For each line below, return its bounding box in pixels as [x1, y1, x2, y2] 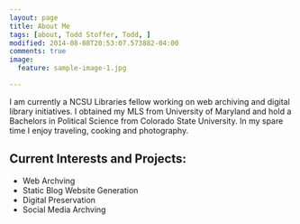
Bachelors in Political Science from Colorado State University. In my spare [9, 115, 284, 126]
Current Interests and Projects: [9, 151, 187, 167]
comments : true [9, 47, 67, 56]
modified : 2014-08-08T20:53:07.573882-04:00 [9, 38, 179, 48]
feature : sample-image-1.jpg [17, 64, 127, 73]
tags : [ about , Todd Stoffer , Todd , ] [9, 30, 151, 39]
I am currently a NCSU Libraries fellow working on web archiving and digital [9, 96, 290, 107]
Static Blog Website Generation [22, 184, 139, 195]
